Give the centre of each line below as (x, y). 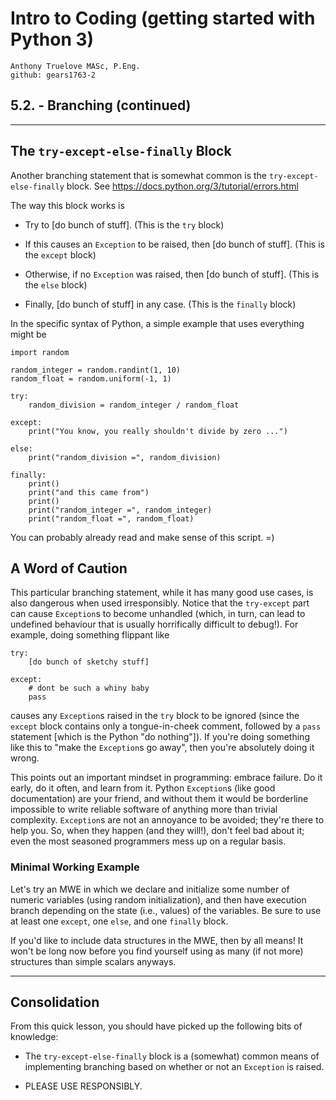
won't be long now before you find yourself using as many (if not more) (157, 951)
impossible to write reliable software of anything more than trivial (144, 809)
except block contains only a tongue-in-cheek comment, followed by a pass (166, 726)
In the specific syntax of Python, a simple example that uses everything (157, 323)
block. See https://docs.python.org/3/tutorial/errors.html (182, 186)
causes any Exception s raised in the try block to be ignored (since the (155, 716)
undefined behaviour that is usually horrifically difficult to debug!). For (154, 624)
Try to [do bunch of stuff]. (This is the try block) (124, 224)
